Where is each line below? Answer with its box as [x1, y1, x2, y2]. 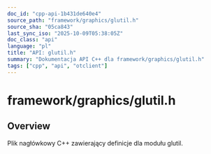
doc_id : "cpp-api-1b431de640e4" [7, 10, 101, 17]
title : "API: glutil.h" [7, 50, 77, 57]
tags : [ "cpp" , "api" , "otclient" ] [7, 62, 108, 69]
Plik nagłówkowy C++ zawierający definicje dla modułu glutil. [7, 139, 184, 147]
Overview [7, 120, 51, 132]
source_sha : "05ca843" [7, 23, 73, 30]
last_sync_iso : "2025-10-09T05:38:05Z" [7, 29, 124, 37]
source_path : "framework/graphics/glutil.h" [7, 17, 139, 24]
